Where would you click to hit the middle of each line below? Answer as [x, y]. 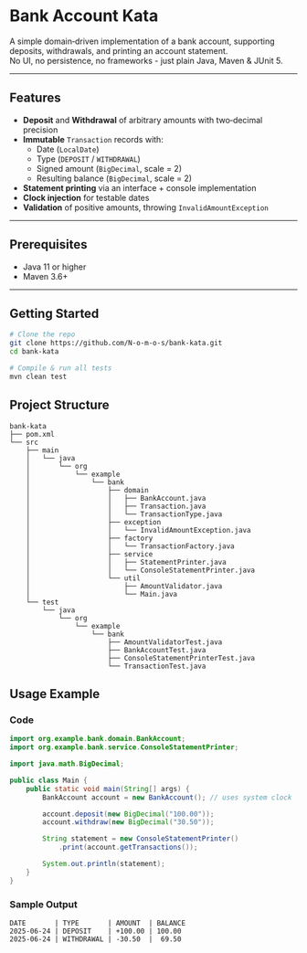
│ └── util [84, 578]
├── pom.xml [32, 434]
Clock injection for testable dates [86, 197]
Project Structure [59, 405]
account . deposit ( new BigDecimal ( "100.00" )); [128, 814]
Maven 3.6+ [45, 276]
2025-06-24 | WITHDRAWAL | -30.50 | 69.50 [95, 939]
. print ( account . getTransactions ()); [128, 847]
